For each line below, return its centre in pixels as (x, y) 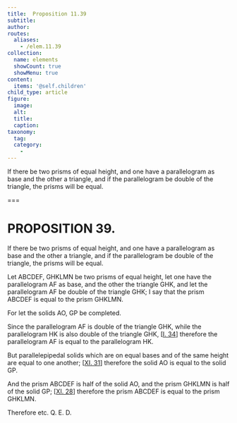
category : (28, 145)
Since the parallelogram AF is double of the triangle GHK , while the (104, 326)
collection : (25, 54)
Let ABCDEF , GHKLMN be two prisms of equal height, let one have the (109, 276)
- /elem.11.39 (41, 47)
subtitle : (22, 20)
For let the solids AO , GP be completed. (65, 313)
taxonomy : (22, 132)
